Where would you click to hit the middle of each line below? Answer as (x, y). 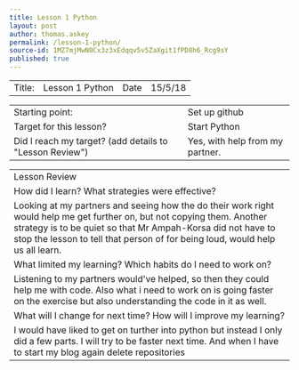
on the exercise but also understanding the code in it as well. (140, 301)
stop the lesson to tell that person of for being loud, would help (145, 239)
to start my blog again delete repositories (99, 352)
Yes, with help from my (235, 141)
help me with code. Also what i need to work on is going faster (144, 290)
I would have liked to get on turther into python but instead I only (148, 330)
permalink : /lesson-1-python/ (65, 42)
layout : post (33, 26)
